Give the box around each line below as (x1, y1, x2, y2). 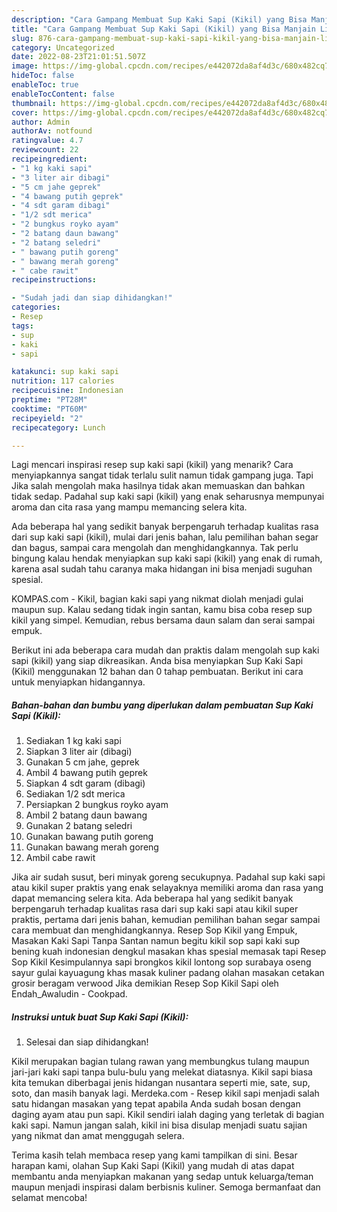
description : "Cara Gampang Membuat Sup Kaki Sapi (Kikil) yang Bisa (11, 14, 308, 25)
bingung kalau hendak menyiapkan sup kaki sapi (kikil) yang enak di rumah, (11, 552, 323, 565)
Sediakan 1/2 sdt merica (25, 788, 126, 800)
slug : (11, 33, 34, 43)
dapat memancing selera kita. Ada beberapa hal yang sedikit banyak (11, 892, 294, 905)
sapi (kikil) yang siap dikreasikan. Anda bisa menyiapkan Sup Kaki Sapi (11, 655, 304, 667)
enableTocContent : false (11, 89, 115, 99)
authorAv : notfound (11, 126, 93, 136)
